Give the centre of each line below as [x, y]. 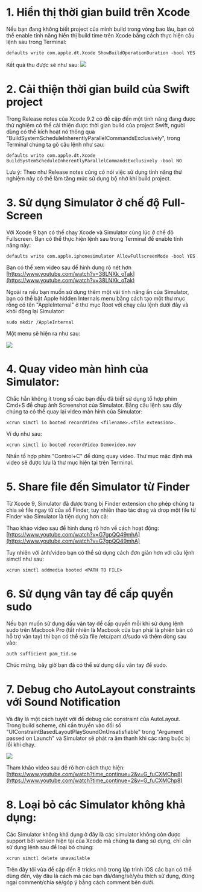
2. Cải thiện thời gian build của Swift [98, 89]
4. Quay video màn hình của [77, 369]
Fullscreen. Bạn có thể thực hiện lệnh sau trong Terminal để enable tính [95, 238]
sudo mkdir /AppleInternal [40, 322]
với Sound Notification [64, 702]
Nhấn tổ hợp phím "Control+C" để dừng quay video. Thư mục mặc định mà [99, 456]
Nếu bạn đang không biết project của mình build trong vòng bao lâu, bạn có [100, 29]
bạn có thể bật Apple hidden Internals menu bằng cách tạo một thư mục [96, 298]
